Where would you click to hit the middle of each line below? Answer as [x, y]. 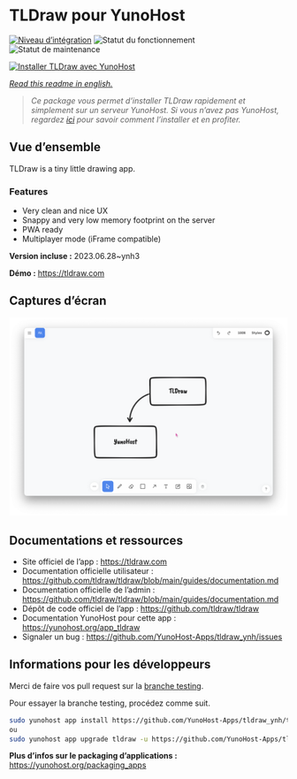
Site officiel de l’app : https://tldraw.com [95, 561]
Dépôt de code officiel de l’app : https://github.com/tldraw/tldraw [140, 608]
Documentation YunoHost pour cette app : [99, 618]
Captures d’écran [58, 301]
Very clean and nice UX [65, 211]
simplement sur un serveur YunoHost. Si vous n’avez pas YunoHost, [155, 110]
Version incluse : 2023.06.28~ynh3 [74, 256]
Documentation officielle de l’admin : [88, 590]
